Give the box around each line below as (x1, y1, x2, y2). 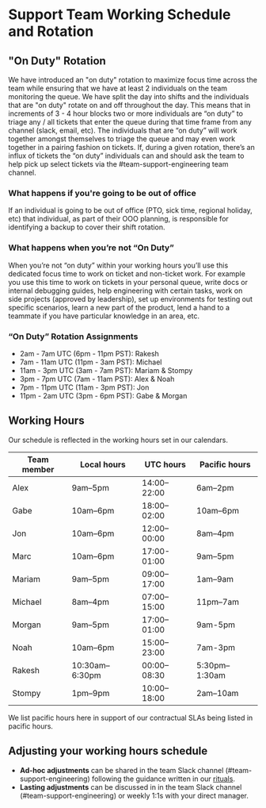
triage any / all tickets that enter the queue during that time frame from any (8, 117, 252, 126)
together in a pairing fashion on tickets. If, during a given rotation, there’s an (8, 143, 255, 152)
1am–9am (196, 573, 234, 584)
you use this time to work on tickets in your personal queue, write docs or (8, 277, 248, 287)
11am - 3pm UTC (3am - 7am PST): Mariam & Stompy (19, 365, 193, 375)
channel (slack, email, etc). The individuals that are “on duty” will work (8, 125, 237, 135)
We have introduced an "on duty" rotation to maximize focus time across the (8, 75, 257, 84)
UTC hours (144, 459, 186, 470)
